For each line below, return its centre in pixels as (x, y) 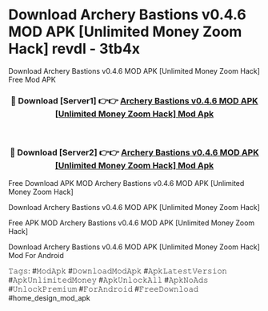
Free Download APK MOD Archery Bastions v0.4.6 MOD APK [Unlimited (126, 183)
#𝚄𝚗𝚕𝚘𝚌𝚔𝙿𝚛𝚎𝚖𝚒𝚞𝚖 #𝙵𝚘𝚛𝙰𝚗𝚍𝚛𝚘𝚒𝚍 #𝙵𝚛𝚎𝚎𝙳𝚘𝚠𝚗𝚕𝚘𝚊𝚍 (103, 289)
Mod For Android (36, 255)
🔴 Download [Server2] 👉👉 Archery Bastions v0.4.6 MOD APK (134, 152)
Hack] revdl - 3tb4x (74, 49)
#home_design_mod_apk (49, 297)
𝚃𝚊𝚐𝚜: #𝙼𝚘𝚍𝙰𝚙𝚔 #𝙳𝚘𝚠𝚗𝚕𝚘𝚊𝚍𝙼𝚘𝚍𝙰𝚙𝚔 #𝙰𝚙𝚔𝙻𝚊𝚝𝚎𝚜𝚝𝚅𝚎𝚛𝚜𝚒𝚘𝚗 (118, 271)
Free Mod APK (32, 79)
